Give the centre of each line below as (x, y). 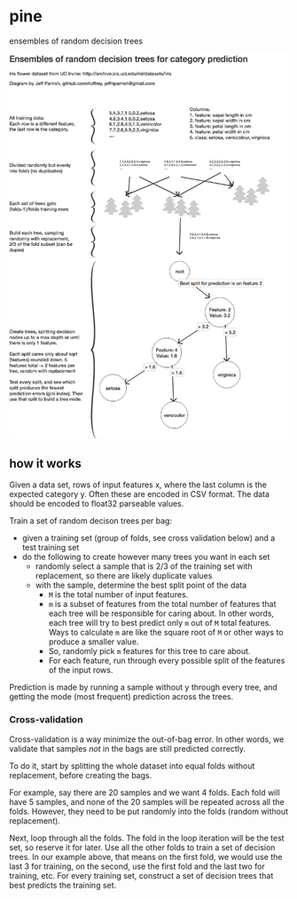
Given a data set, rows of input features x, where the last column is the (138, 485)
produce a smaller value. (94, 642)
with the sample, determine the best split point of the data (141, 585)
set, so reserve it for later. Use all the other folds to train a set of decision (142, 847)
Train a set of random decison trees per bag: (91, 521)
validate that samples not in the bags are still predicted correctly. (128, 748)
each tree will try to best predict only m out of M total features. (160, 623)
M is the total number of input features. (118, 595)
